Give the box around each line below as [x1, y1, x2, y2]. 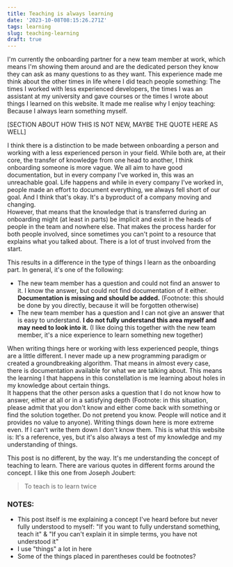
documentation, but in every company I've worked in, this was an [7, 171, 194, 179]
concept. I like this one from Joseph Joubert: [7, 469, 136, 477]
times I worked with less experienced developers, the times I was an [7, 85, 203, 93]
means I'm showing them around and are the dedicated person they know [7, 63, 219, 71]
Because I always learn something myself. [7, 107, 128, 115]
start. [7, 245, 23, 253]
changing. [7, 200, 36, 209]
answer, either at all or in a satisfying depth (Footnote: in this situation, [7, 396, 209, 404]
